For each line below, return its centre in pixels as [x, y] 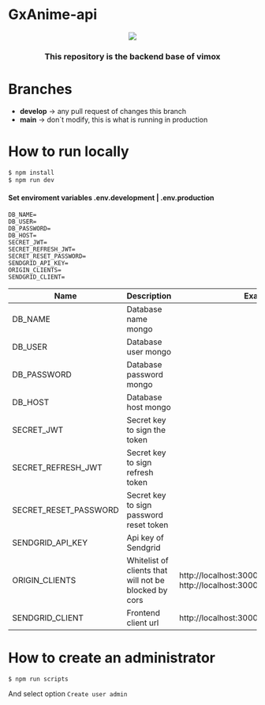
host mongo [149, 407]
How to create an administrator [112, 658]
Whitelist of [147, 560]
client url [143, 623]
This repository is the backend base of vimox [132, 56]
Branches [40, 89]
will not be [146, 580]
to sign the [146, 430]
